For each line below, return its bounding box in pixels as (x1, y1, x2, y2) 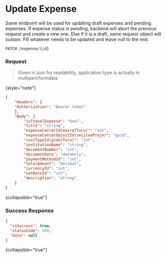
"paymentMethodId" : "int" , (24, 156, 81, 161)
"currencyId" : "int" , (24, 166, 70, 171)
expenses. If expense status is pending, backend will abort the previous (5, 25, 157, 31)
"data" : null (10, 233, 38, 238)
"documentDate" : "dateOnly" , (24, 152, 86, 157)
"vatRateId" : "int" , (24, 171, 68, 176)
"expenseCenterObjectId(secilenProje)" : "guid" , (24, 133, 130, 138)
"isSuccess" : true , (10, 223, 52, 228)
